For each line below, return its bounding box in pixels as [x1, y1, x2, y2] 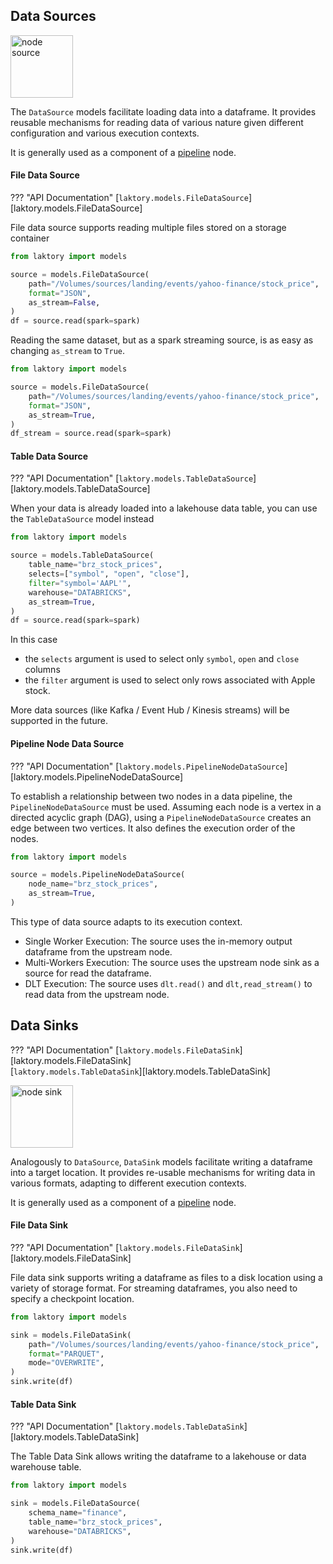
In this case [10, 634, 58, 646]
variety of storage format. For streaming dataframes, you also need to [10, 1282, 298, 1294]
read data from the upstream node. [24, 988, 170, 1000]
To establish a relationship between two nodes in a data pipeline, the [10, 790, 293, 802]
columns [24, 664, 61, 676]
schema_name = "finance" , [28, 1508, 128, 1518]
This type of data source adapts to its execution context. [10, 915, 243, 928]
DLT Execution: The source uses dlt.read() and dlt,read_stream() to [24, 977, 313, 989]
